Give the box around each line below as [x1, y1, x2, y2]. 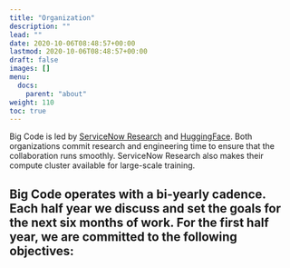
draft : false [9, 55, 59, 65]
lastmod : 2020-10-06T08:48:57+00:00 [9, 47, 148, 56]
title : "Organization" [9, 13, 95, 23]
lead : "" [9, 30, 43, 39]
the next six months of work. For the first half [9, 214, 269, 230]
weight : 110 [9, 97, 54, 107]
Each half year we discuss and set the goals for [9, 201, 282, 216]
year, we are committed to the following [9, 229, 237, 244]
